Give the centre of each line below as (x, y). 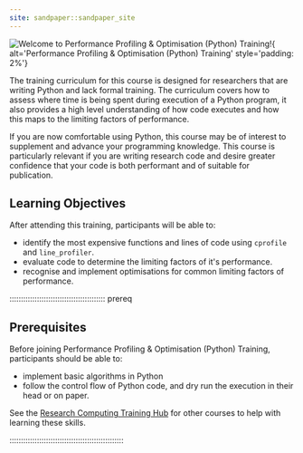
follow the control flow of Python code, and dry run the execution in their (158, 386)
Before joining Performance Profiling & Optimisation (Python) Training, (140, 349)
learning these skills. (47, 423)
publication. (31, 175)
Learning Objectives (68, 203)
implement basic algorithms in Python (93, 376)
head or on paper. (56, 396)
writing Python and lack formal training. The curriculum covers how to (139, 90)
